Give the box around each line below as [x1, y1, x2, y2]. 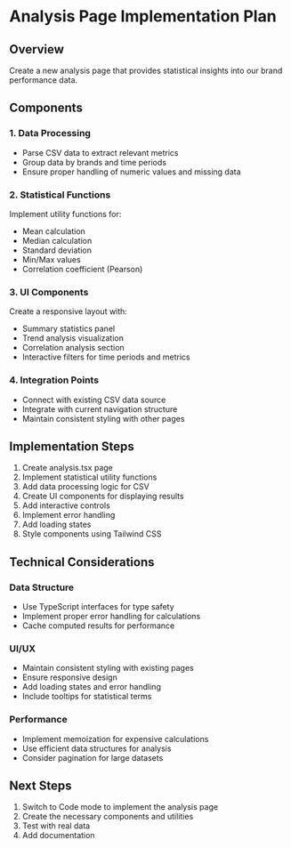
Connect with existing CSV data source [21, 394, 166, 405]
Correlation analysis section [21, 343, 125, 353]
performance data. [9, 75, 78, 85]
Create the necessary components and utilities [21, 812, 194, 822]
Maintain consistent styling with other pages [21, 413, 185, 424]
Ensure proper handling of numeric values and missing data [21, 166, 242, 177]
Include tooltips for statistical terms [21, 691, 152, 702]
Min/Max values [21, 254, 82, 264]
